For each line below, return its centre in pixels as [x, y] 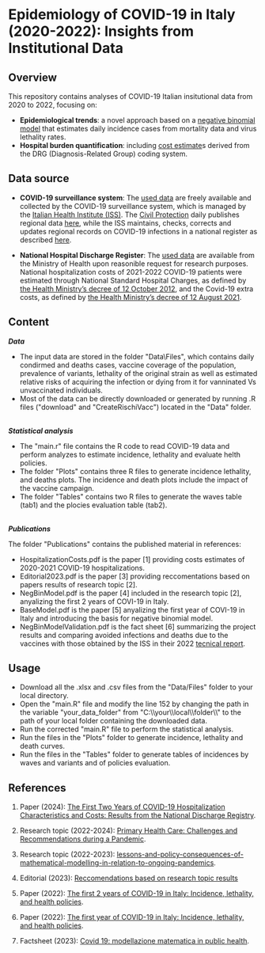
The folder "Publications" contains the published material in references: [125, 544]
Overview [33, 77]
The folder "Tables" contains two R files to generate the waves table [131, 496]
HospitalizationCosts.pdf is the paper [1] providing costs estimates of [132, 559]
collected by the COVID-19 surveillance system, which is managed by [133, 206]
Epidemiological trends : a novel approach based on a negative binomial [137, 120]
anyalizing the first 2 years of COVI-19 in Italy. [94, 601]
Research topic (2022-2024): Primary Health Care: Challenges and [129, 831]
